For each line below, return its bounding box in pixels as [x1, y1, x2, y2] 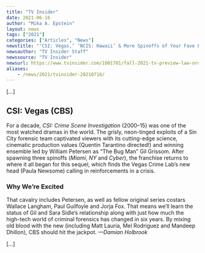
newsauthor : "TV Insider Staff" [6, 49, 88, 55]
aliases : [6, 65, 29, 72]
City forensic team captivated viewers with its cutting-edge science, [6, 135, 178, 142]
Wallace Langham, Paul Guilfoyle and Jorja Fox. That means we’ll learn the [6, 202, 193, 210]
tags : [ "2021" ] [6, 32, 45, 38]
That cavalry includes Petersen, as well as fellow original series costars [6, 196, 186, 204]
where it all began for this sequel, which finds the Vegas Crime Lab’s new [6, 161, 190, 168]
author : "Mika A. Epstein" [6, 20, 75, 26]
